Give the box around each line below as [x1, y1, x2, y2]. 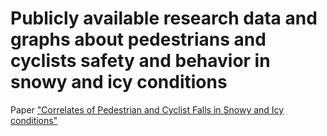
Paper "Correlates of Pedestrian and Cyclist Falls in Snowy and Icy [10, 103, 285, 116]
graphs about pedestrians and [10, 28, 267, 51]
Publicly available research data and [10, 7, 318, 30]
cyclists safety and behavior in [10, 50, 271, 72]
